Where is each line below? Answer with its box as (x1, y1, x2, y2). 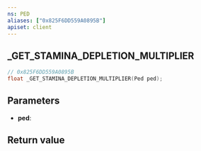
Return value (7, 134, 65, 146)
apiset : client (7, 23, 52, 30)
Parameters (7, 95, 60, 107)
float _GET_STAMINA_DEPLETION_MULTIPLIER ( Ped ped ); (7, 75, 163, 82)
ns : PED (7, 10, 30, 18)
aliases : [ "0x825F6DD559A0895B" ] (7, 17, 106, 24)
